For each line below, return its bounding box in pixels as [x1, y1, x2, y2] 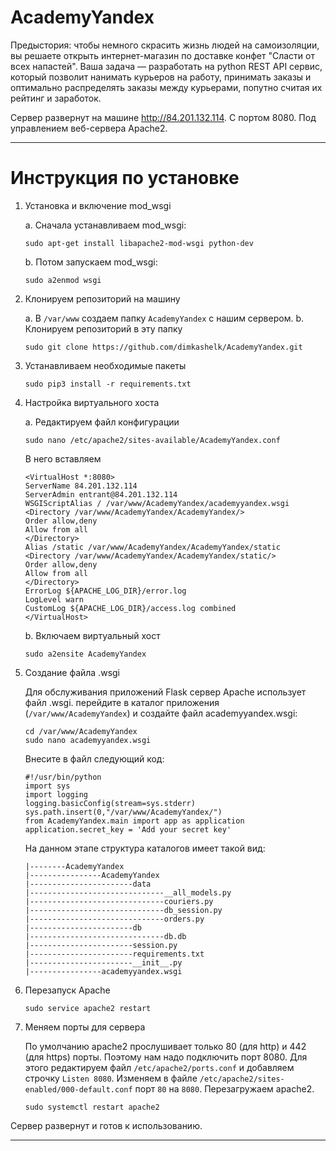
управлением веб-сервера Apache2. [10, 122, 168, 134]
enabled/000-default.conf [24, 1084, 133, 1095]
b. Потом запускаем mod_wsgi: [24, 256, 158, 268]
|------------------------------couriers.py [24, 896, 214, 906]
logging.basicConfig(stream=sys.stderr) [24, 798, 196, 808]
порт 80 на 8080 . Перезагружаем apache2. [134, 1082, 315, 1095]
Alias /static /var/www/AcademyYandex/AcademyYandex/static [24, 542, 281, 552]
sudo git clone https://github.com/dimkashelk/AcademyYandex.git [24, 342, 303, 352]
